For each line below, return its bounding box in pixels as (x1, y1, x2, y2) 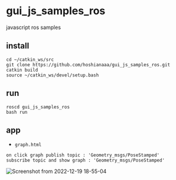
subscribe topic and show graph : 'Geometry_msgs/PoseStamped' (6, 157, 165, 163)
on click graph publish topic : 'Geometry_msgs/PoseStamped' (6, 152, 160, 158)
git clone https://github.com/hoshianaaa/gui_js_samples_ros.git (6, 62, 170, 67)
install (6, 41, 30, 51)
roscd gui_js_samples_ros (6, 104, 70, 110)
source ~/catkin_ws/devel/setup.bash (6, 72, 99, 78)
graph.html (14, 142, 42, 148)
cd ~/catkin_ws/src (6, 56, 54, 63)
